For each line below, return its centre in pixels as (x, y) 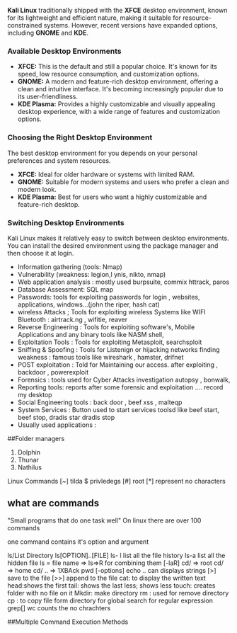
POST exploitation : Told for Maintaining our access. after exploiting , (117, 365)
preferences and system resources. (59, 160)
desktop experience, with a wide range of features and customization (119, 112)
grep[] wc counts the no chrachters (59, 608)
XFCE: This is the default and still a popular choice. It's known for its (117, 67)
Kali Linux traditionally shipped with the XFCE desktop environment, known (117, 10)
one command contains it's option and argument (78, 542)
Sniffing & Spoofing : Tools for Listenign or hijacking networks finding (119, 349)
